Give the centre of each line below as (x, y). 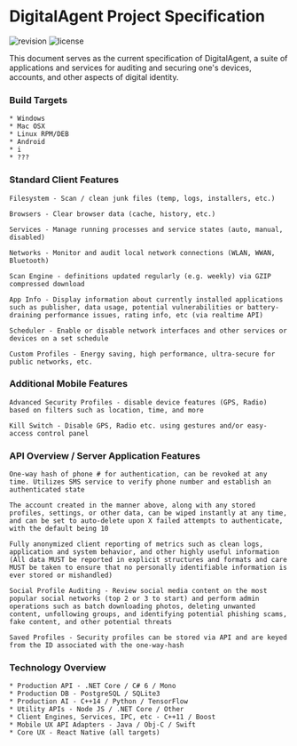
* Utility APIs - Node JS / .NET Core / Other (97, 710)
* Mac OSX (27, 126)
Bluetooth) (29, 261)
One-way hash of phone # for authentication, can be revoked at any (138, 474)
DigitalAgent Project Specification (137, 16)
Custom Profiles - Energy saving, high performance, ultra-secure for (142, 354)
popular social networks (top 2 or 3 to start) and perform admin (134, 599)
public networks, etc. (51, 362)
